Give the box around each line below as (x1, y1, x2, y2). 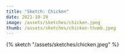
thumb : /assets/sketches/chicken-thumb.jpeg (6, 25, 116, 31)
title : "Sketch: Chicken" (6, 8, 69, 15)
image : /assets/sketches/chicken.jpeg (6, 19, 100, 25)
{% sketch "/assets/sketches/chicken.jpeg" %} (6, 41, 120, 48)
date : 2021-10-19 (6, 14, 48, 20)
